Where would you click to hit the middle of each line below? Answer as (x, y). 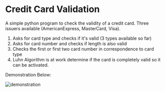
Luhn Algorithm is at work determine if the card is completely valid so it (87, 59)
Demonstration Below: (28, 74)
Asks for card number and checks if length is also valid (70, 43)
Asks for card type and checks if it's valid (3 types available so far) (82, 38)
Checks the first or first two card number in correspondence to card (83, 49)
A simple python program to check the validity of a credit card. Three (77, 23)
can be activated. (31, 65)
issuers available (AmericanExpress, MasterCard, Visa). (63, 28)
